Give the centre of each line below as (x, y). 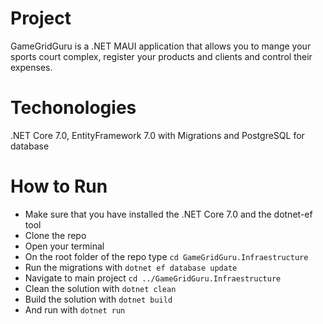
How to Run (59, 186)
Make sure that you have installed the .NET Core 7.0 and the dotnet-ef (168, 214)
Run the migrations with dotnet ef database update (131, 267)
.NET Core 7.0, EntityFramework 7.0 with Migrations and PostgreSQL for (157, 135)
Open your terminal (64, 246)
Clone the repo (55, 235)
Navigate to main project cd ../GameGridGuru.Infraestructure (153, 278)
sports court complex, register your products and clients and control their (161, 56)
